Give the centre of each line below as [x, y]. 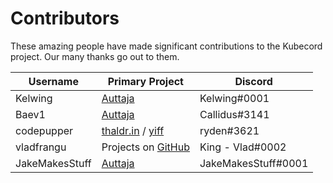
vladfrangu [41, 147]
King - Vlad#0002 [243, 147]
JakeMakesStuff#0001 [254, 163]
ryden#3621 [229, 130]
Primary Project [145, 81]
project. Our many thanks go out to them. [95, 56]
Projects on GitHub [145, 147]
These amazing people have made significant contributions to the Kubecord [166, 46]
